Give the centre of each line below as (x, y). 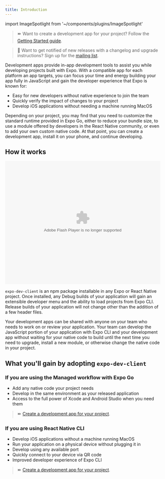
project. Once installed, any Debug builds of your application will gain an (79, 297)
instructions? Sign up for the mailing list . (58, 55)
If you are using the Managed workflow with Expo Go (69, 377)
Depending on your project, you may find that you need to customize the (79, 115)
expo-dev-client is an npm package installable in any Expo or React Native (81, 291)
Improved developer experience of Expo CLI (57, 460)
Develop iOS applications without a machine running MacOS (73, 439)
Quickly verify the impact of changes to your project (65, 101)
